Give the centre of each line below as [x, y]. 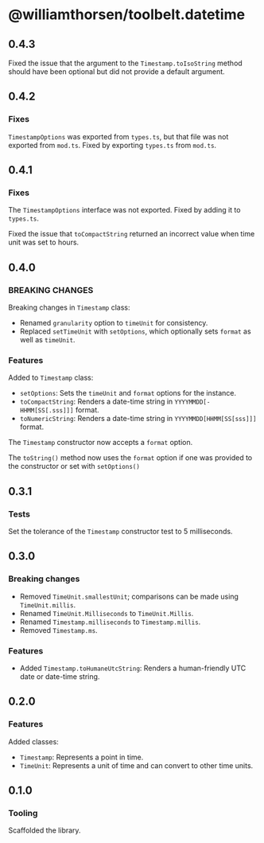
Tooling [23, 814]
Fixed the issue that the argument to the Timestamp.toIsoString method [125, 63]
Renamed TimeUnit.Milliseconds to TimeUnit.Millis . [107, 613]
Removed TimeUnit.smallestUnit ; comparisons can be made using [129, 596]
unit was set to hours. [44, 242]
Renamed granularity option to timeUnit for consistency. [114, 323]
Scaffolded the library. [45, 830]
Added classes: [34, 741]
